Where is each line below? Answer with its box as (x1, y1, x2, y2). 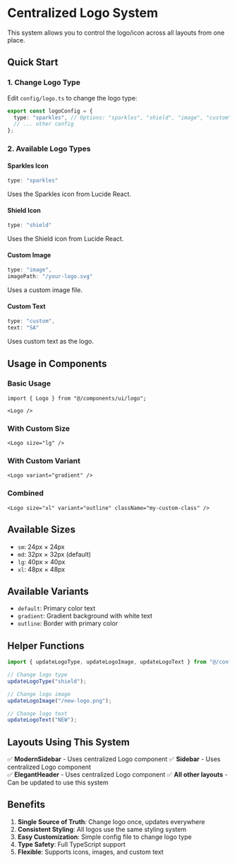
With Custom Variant (7, 456, 81, 466)
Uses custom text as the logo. (7, 337, 94, 346)
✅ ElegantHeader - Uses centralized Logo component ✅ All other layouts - (7, 770, 228, 779)
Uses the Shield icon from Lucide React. (7, 235, 124, 243)
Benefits (7, 799, 46, 811)
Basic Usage (7, 378, 51, 388)
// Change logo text (7, 709, 68, 717)
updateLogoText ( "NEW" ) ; (7, 717, 78, 724)
